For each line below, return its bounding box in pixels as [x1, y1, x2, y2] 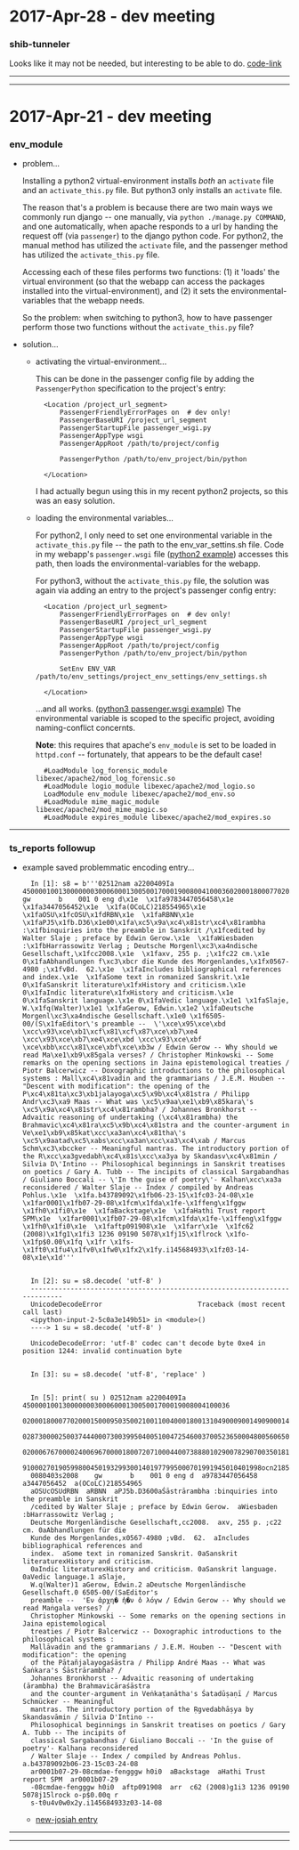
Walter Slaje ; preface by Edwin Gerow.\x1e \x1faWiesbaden [21, 934, 255, 943]
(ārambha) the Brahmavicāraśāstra [21, 1682, 150, 1691]
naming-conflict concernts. [35, 722, 136, 733]
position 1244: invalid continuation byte [21, 1347, 182, 1356]
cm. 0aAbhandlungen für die [21, 1526, 126, 1535]
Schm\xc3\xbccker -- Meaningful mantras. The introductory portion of [21, 1144, 290, 1154]
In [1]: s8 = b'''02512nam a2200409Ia [30, 880, 174, 888]
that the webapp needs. [57, 295, 145, 305]
